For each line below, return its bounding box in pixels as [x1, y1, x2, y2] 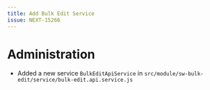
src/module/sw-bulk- [144, 71, 204, 78]
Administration [7, 46, 95, 62]
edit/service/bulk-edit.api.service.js [17, 77, 134, 84]
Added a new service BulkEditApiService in [17, 69, 143, 78]
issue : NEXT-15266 [7, 17, 60, 24]
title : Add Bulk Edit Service [7, 10, 95, 17]
